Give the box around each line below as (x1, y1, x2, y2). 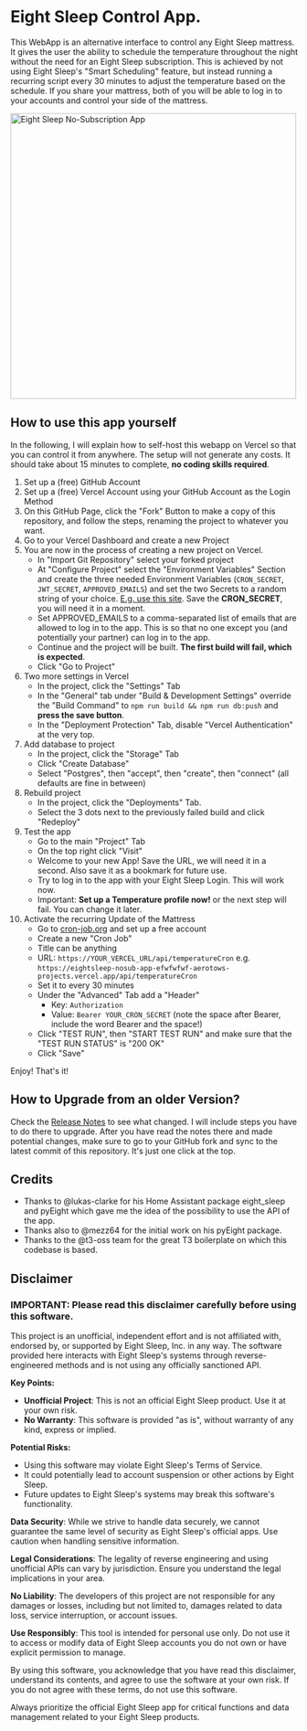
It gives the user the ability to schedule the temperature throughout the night (10, 46, 299, 57)
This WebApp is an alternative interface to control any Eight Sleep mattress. (10, 37, 295, 48)
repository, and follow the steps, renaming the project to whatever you (23, 515, 289, 526)
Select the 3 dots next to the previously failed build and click (37, 806, 265, 817)
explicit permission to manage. (10, 1647, 126, 1658)
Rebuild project (23, 787, 81, 798)
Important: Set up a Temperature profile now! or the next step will (37, 894, 287, 905)
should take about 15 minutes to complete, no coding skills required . (10, 459, 270, 470)
